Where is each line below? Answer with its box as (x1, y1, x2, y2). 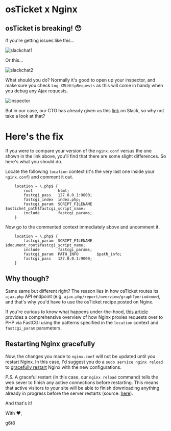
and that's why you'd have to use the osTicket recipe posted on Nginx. (5, 298, 154, 305)
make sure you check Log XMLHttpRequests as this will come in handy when (5, 83, 163, 88)
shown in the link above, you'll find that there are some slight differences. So (5, 153, 166, 159)
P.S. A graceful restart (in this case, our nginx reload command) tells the (5, 374, 158, 380)
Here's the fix (5, 131, 64, 142)
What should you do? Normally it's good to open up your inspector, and (5, 77, 156, 83)
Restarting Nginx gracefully (5, 340, 95, 348)
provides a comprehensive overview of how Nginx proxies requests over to (5, 314, 163, 320)
